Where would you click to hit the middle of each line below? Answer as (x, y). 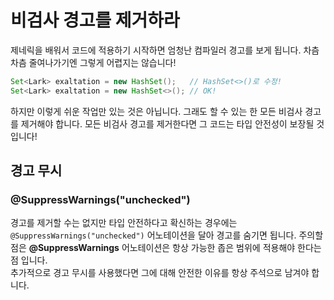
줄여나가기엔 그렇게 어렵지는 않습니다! (102, 62)
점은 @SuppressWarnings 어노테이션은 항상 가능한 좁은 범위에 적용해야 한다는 (166, 248)
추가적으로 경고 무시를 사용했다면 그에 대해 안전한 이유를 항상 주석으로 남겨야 (160, 273)
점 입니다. (29, 260)
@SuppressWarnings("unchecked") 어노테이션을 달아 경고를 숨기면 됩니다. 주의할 (167, 235)
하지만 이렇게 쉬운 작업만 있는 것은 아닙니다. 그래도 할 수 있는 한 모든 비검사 (156, 111)
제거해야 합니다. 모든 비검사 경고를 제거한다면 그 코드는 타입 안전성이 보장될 (167, 123)
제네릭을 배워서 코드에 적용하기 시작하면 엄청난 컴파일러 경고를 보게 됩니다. (156, 50)
